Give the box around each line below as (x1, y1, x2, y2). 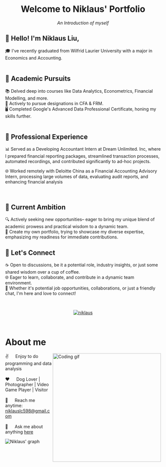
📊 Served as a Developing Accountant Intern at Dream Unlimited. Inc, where (5, 146, 161, 152)
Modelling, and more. (5, 95, 48, 101)
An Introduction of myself (57, 20, 109, 26)
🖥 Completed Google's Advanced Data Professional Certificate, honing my (5, 106, 157, 112)
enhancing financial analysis (5, 179, 63, 185)
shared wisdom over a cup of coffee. (5, 269, 80, 275)
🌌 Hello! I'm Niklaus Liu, (5, 34, 80, 43)
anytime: (5, 403, 23, 409)
